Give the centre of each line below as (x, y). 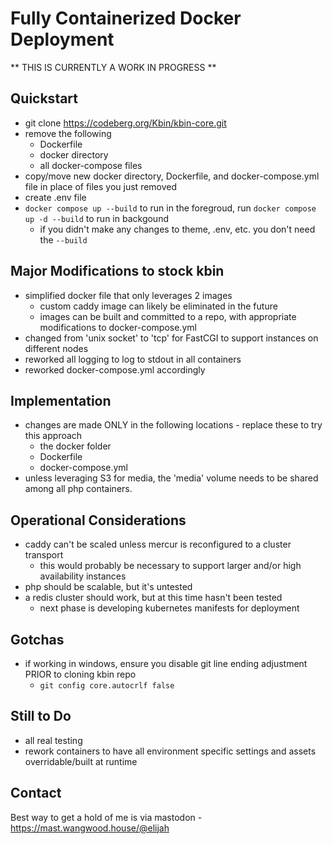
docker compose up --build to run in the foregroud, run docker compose (170, 208)
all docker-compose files (91, 165)
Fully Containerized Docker (126, 18)
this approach (53, 436)
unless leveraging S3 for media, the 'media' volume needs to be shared (171, 478)
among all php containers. (78, 489)
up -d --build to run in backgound (96, 218)
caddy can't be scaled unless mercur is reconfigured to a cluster (158, 544)
